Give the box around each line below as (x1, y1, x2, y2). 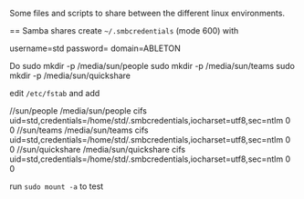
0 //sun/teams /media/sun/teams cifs (9, 124, 149, 135)
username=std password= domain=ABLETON (9, 43, 181, 54)
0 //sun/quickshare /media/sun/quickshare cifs (9, 144, 185, 154)
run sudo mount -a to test (9, 181, 104, 192)
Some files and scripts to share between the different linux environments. (9, 8, 286, 18)
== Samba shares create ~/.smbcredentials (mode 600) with (9, 25, 239, 35)
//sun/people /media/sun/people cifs (9, 105, 148, 116)
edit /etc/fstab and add (9, 88, 100, 98)
